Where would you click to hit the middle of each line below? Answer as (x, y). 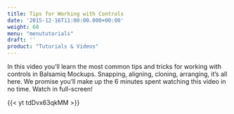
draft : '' (22, 40)
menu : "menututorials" (40, 33)
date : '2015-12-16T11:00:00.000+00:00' (66, 20)
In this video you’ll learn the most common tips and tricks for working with (114, 66)
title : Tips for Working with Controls (66, 14)
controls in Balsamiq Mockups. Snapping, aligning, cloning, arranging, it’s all (117, 74)
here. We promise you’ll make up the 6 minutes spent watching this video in (117, 81)
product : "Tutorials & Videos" (53, 46)
